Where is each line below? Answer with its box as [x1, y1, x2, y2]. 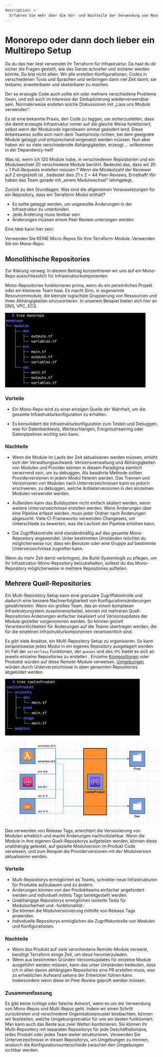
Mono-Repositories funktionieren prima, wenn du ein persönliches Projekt [5, 282, 153, 288]
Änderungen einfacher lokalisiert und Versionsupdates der [31, 613, 148, 619]
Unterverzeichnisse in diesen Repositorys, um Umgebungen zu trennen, [5, 1037, 149, 1043]
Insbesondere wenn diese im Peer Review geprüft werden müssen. [12, 978, 146, 983]
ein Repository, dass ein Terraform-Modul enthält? [5, 192, 106, 198]
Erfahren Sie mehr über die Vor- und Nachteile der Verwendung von [9, 13, 149, 18]
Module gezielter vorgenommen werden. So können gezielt [5, 618, 124, 624]
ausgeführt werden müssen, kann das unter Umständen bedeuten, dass [12, 962, 156, 968]
